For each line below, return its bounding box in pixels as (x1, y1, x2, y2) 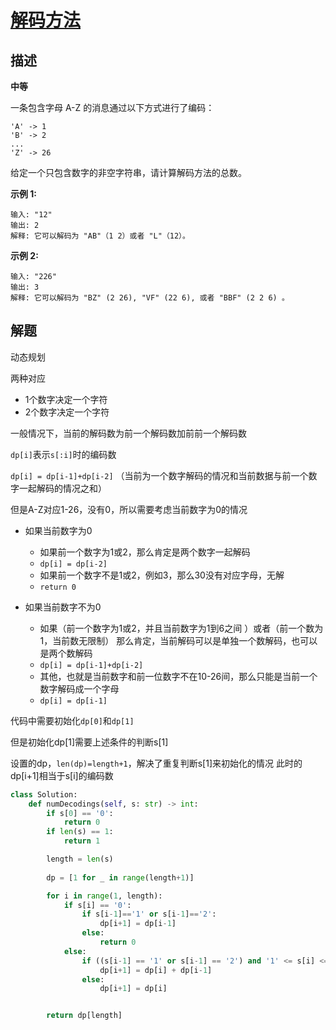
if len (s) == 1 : (46, 827, 114, 837)
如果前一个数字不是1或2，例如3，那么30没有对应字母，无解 (39, 569, 285, 581)
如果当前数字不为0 (24, 601, 102, 613)
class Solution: (10, 789, 78, 800)
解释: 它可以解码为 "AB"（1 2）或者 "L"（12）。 (10, 231, 190, 241)
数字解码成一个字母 (39, 682, 120, 695)
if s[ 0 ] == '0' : (46, 808, 114, 818)
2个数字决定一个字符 (24, 406, 110, 418)
